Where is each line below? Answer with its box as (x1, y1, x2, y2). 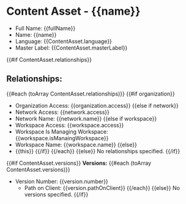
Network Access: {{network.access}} (15, 108, 110, 116)
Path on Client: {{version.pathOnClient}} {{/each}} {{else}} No (24, 184, 180, 191)
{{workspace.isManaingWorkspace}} (15, 134, 109, 142)
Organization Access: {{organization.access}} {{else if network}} (15, 102, 179, 109)
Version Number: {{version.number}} (15, 178, 108, 185)
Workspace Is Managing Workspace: (15, 127, 108, 135)
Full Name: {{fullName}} (15, 25, 76, 32)
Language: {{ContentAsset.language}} (15, 37, 112, 45)
